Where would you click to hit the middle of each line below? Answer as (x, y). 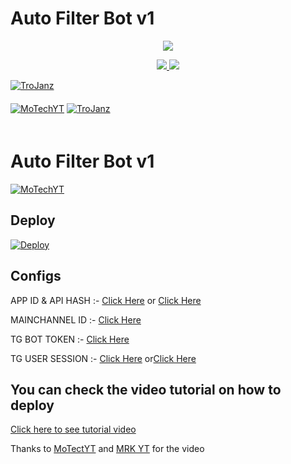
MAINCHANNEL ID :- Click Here (76, 319)
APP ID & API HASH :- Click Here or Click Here (106, 300)
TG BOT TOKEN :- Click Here (70, 339)
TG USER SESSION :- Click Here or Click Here (103, 358)
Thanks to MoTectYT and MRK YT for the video (107, 449)
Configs (36, 276)
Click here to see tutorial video (73, 429)
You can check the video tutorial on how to (146, 389)
